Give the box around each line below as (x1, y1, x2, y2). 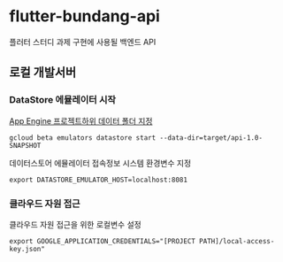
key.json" (9, 244, 46, 253)
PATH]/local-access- (198, 236, 275, 245)
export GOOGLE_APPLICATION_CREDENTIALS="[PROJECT (9, 236, 196, 245)
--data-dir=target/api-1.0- (159, 133, 264, 143)
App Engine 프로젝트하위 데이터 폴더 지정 (9, 115, 153, 126)
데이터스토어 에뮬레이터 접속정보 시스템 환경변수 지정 (9, 158, 192, 168)
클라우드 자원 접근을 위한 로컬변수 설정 (9, 219, 141, 229)
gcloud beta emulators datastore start (9, 133, 157, 143)
